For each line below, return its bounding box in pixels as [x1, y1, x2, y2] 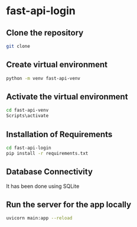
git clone [6, 43, 31, 49]
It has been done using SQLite [6, 182, 80, 190]
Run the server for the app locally [6, 199, 132, 209]
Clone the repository [6, 28, 84, 38]
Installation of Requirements [6, 129, 113, 140]
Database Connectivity [6, 167, 93, 177]
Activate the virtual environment [6, 92, 128, 102]
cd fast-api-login [6, 145, 51, 151]
